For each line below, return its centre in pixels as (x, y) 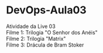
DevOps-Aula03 (46, 10)
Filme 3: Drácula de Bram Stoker (45, 45)
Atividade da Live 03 (31, 26)
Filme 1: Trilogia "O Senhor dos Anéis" (52, 32)
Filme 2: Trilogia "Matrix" (36, 38)
